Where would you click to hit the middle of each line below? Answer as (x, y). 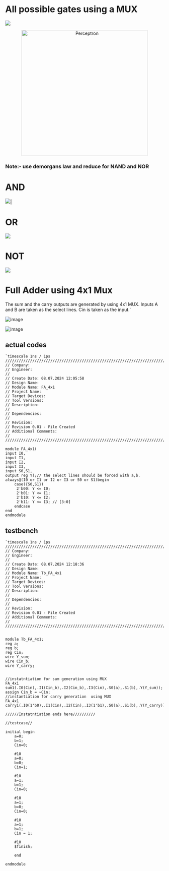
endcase (22, 507)
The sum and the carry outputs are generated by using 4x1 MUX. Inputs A (82, 304)
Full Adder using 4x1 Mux (59, 290)
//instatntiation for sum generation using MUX (56, 679)
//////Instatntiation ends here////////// (50, 714)
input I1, (16, 458)
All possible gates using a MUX (71, 9)
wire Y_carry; (20, 666)
